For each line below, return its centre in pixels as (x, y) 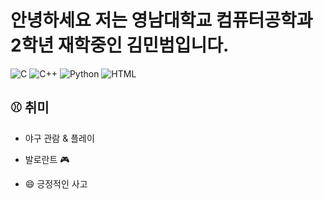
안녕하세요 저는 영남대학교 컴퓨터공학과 (161, 20)
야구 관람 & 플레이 (59, 138)
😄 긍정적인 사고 (56, 183)
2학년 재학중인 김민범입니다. (120, 45)
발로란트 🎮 (47, 159)
